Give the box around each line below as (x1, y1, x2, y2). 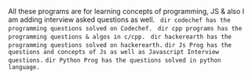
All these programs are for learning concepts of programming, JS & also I (8, 7, 245, 16)
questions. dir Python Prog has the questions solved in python (8, 56, 221, 64)
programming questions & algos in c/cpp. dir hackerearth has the (8, 33, 232, 41)
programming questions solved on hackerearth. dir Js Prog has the (8, 41, 232, 49)
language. (8, 63, 41, 71)
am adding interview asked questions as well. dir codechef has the (8, 15, 231, 24)
